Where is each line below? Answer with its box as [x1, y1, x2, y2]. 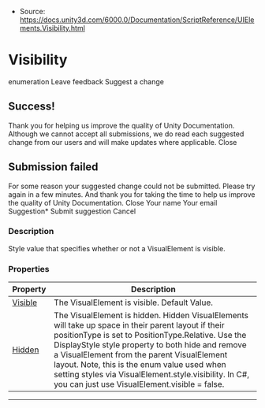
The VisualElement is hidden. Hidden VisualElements [54, 310, 249, 321]
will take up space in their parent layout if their [54, 320, 225, 331]
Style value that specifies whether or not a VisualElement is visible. [8, 243, 226, 253]
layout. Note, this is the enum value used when [54, 359, 226, 370]
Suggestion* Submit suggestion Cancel [8, 206, 136, 216]
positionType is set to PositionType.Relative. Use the [54, 330, 247, 341]
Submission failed [8, 161, 99, 174]
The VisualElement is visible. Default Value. [54, 297, 214, 308]
